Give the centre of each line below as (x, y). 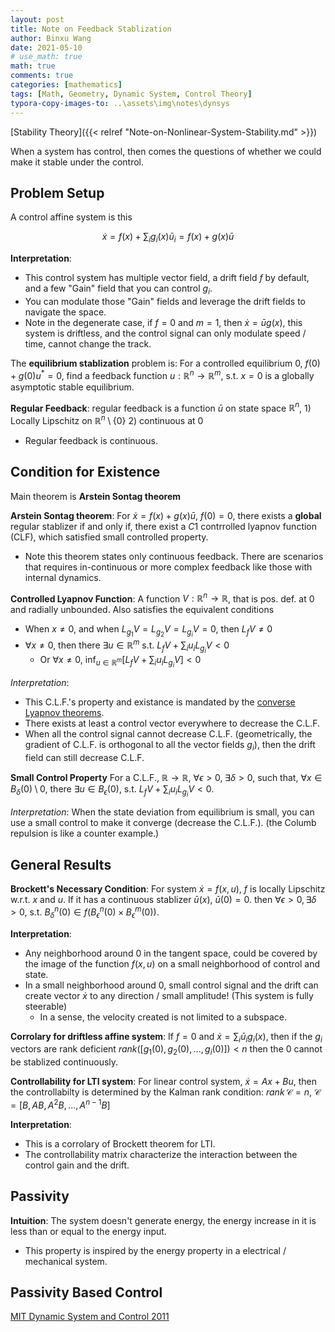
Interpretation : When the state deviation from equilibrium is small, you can (162, 812)
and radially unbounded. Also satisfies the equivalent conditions (142, 610)
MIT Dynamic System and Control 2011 (90, 1317)
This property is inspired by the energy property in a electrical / (155, 1250)
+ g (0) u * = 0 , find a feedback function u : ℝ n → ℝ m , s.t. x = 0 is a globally (162, 374)
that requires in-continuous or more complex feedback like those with (168, 567)
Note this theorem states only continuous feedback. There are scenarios (174, 556)
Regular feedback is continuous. (91, 440)
